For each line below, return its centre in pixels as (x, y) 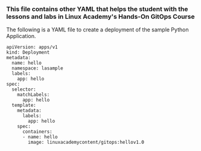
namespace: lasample (37, 68)
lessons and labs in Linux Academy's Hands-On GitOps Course (101, 16)
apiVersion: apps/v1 (32, 47)
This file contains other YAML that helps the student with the (97, 9)
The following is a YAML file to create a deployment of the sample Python (97, 30)
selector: (24, 89)
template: (24, 105)
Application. (21, 36)
